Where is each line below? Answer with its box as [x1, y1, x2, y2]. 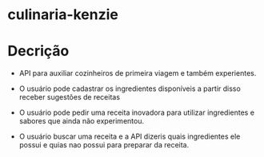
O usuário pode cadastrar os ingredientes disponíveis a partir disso [18, 84, 241, 93]
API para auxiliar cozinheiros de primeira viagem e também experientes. [18, 69, 257, 78]
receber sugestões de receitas [18, 92, 121, 102]
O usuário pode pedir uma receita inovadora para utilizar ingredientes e [18, 108, 255, 117]
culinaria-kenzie [7, 6, 119, 24]
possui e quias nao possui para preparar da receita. [18, 140, 190, 150]
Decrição [7, 42, 70, 61]
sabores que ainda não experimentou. [18, 116, 145, 126]
